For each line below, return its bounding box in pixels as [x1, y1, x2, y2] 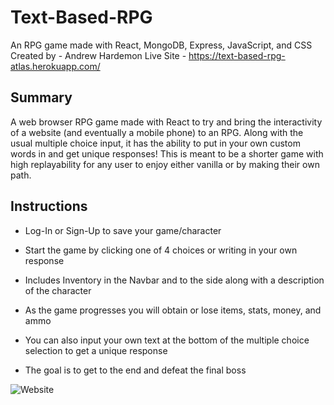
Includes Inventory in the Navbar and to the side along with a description [24, 274, 325, 286]
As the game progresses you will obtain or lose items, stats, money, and [24, 304, 322, 316]
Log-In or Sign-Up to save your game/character [24, 224, 222, 236]
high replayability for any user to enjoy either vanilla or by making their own [10, 158, 320, 170]
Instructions [10, 198, 88, 215]
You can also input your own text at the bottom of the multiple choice [24, 334, 310, 346]
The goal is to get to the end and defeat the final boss [24, 364, 247, 376]
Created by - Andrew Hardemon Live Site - [10, 49, 187, 61]
